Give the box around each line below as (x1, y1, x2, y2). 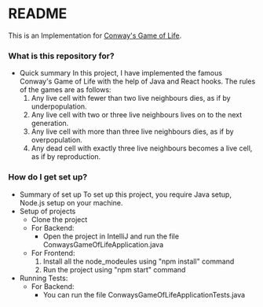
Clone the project (31, 214, 88, 224)
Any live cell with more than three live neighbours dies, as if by (31, 127, 234, 136)
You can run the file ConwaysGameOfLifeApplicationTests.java (42, 290, 246, 299)
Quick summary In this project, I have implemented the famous (19, 68, 222, 78)
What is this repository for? (8, 50, 115, 61)
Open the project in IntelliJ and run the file (42, 231, 179, 241)
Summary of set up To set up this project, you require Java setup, (19, 190, 232, 199)
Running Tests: (19, 273, 68, 283)
